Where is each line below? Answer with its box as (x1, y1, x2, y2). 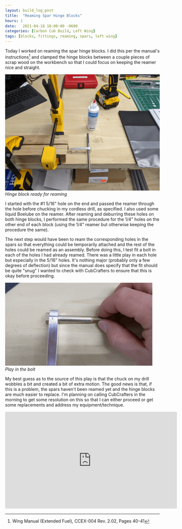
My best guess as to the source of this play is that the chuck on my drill (5, 376, 150, 382)
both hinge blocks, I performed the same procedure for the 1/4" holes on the (5, 216, 159, 222)
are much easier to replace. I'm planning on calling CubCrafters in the (5, 391, 146, 397)
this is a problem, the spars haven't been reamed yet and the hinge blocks (5, 386, 155, 392)
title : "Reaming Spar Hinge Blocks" (5, 13, 82, 18)
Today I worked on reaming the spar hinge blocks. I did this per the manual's (5, 48, 160, 54)
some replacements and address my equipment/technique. (5, 402, 125, 408)
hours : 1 (5, 18, 23, 23)
